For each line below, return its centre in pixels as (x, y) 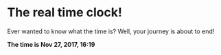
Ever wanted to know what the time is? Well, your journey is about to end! (111, 31)
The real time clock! (65, 13)
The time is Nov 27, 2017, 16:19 (51, 44)
